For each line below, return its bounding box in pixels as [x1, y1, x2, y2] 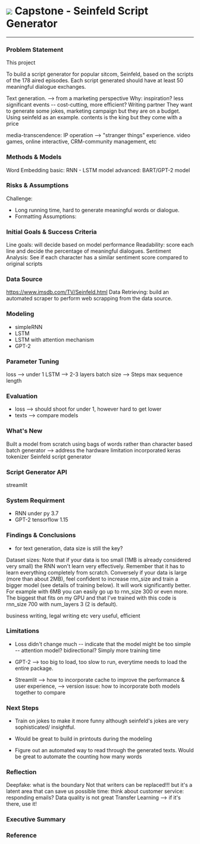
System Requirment [6, 496, 65, 504]
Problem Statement [6, 45, 64, 54]
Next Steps [6, 703, 39, 712]
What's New [6, 427, 43, 435]
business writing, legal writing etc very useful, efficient [6, 612, 141, 619]
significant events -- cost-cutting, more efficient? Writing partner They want [6, 101, 193, 108]
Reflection [6, 768, 37, 776]
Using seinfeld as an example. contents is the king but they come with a [6, 114, 183, 121]
